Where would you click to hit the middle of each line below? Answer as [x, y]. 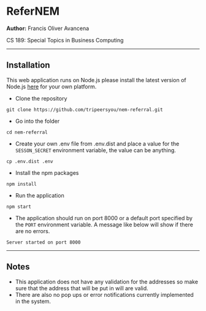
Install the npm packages [47, 172]
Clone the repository [41, 98]
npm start [19, 207]
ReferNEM [33, 11]
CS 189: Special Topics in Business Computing [65, 40]
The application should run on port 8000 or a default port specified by [104, 218]
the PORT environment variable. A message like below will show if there [104, 225]
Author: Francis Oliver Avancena [48, 28]
